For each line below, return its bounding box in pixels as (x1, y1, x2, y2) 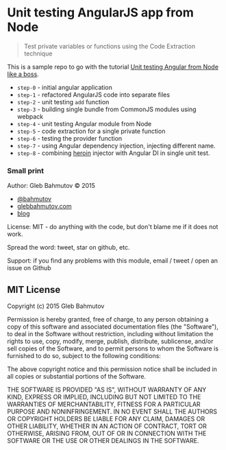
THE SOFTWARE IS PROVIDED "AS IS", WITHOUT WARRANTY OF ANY (7, 386, 207, 394)
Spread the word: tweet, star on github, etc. (7, 244, 130, 252)
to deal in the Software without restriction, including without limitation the (7, 330, 214, 338)
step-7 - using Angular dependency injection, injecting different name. (16, 141, 216, 150)
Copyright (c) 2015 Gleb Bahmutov (7, 302, 105, 310)
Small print (7, 166, 45, 176)
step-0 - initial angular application (16, 83, 113, 91)
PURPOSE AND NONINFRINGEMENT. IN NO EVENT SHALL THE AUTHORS (7, 407, 218, 416)
